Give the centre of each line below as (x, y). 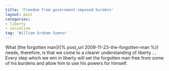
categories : (18, 19)
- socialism (18, 28)
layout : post (19, 14)
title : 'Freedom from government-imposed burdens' (60, 10)
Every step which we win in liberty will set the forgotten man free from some (84, 58)
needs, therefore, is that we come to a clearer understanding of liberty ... (81, 52)
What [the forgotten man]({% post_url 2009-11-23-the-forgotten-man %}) (82, 47)
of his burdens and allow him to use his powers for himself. (66, 63)
